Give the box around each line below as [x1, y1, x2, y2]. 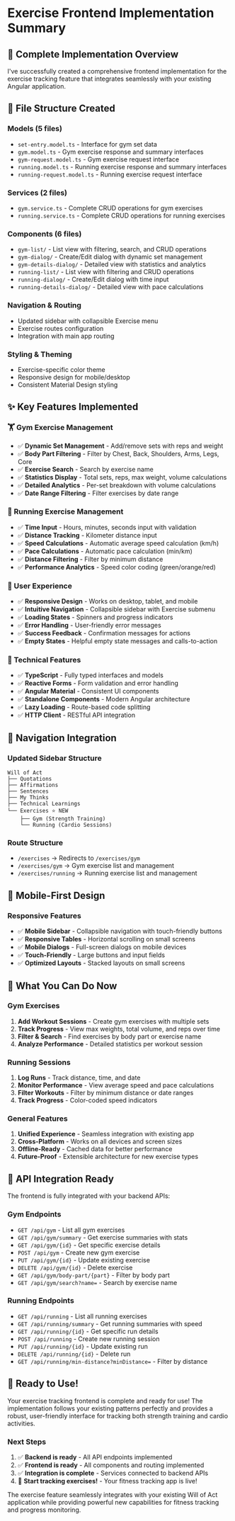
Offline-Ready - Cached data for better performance [17, 1145, 173, 1153]
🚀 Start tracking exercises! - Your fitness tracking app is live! [17, 1476, 197, 1485]
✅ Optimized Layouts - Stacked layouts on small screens [17, 959, 185, 968]
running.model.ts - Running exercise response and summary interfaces [17, 162, 227, 171]
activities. [7, 1419, 35, 1427]
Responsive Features [7, 910, 81, 920]
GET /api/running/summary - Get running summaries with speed [17, 1319, 203, 1328]
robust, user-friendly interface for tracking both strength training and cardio [7, 1411, 229, 1420]
